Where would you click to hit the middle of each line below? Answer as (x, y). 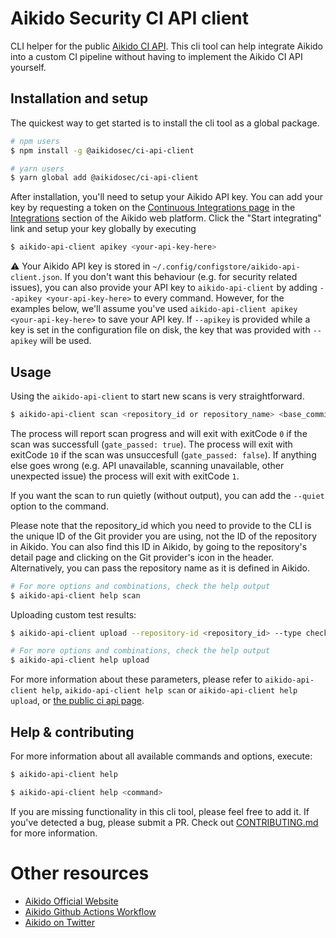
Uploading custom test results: (73, 614)
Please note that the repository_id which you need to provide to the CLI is (161, 525)
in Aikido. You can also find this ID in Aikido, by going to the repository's (159, 546)
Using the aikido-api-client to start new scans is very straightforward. (157, 396)
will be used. (65, 341)
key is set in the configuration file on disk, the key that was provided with (160, 330)
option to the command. (59, 506)
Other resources (80, 873)
